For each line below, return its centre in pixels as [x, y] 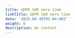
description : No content [31, 28]
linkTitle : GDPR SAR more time [38, 14]
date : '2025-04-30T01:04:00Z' [37, 19]
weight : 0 [15, 23]
